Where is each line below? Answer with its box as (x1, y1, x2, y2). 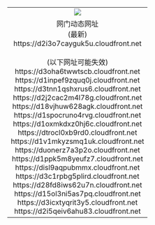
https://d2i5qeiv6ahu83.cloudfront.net (13, 206, 141, 216)
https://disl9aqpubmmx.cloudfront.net (15, 162, 140, 172)
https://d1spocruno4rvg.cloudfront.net (13, 110, 142, 119)
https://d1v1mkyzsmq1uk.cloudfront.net (10, 136, 145, 146)
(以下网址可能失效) (46, 57, 108, 67)
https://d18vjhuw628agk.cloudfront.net (12, 101, 143, 111)
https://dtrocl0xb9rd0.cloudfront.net (17, 127, 138, 137)
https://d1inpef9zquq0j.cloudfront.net (15, 75, 140, 85)
